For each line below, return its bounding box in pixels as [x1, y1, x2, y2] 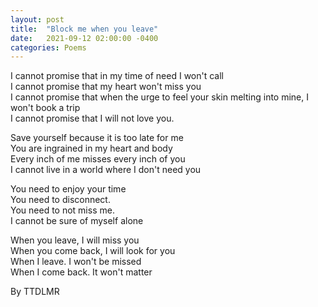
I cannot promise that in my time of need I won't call [10, 70, 225, 82]
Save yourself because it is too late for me [10, 132, 184, 144]
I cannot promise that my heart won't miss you [10, 81, 202, 93]
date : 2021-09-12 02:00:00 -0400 [10, 33, 159, 43]
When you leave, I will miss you [10, 234, 140, 246]
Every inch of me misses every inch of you [10, 153, 186, 165]
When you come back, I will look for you [10, 245, 176, 257]
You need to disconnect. [10, 194, 111, 206]
